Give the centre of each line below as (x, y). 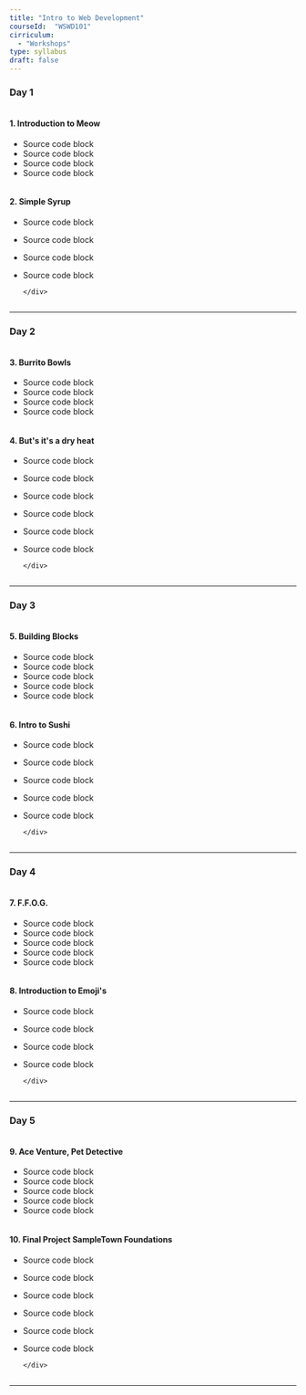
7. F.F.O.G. (29, 903)
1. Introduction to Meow (55, 123)
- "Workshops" (44, 43)
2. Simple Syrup (40, 202)
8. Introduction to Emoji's (58, 991)
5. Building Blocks (44, 636)
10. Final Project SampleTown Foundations (91, 1239)
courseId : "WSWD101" (51, 26)
